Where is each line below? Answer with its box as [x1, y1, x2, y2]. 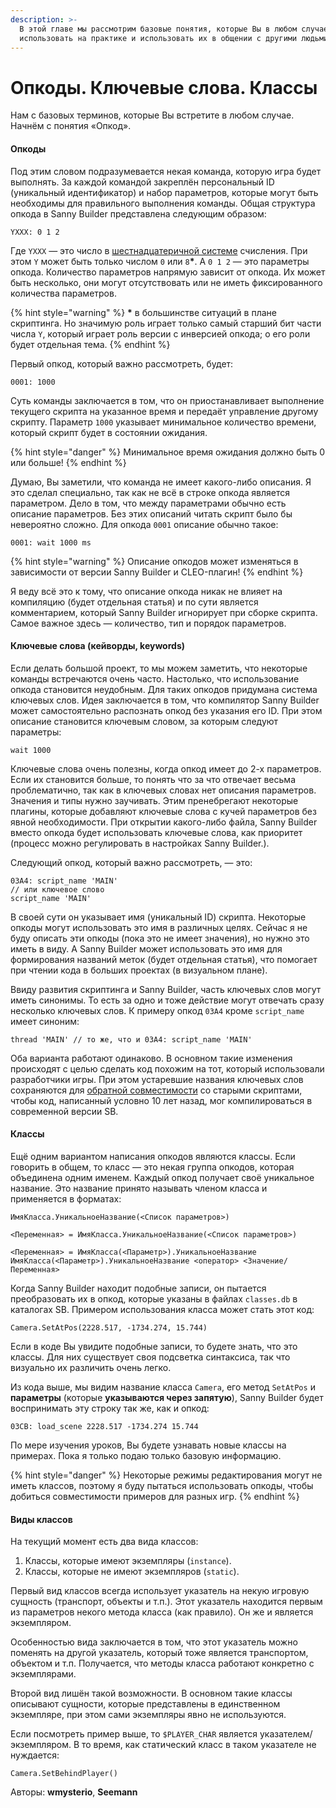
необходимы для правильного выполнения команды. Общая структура [10, 197, 316, 209]
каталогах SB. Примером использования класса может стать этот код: [10, 1303, 315, 1315]
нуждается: [10, 1749, 60, 1761]
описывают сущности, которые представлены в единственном [10, 1698, 281, 1710]
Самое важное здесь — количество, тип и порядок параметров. [10, 617, 287, 629]
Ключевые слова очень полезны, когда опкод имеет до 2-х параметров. [10, 762, 322, 775]
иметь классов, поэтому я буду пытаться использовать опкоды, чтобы [10, 1479, 314, 1491]
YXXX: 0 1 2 [10, 227, 60, 237]
